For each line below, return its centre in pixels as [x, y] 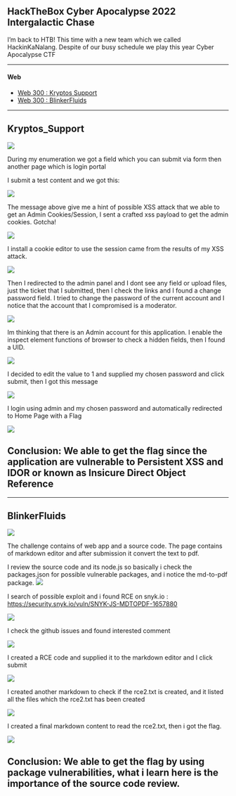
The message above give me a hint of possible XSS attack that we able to [113, 207]
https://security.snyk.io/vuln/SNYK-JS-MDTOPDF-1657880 [92, 604]
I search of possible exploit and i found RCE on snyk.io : [88, 596]
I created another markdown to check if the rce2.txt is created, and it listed [116, 692]
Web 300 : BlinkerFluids [52, 101]
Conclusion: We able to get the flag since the [107, 451]
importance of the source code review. [94, 783]
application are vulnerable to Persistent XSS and [115, 462]
